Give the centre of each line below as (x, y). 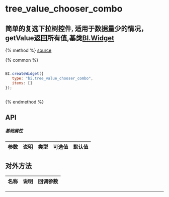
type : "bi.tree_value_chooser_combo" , (53, 78)
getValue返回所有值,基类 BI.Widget (60, 38)
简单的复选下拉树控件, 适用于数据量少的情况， (76, 28)
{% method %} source (28, 50)
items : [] (22, 83)
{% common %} (22, 60)
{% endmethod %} (25, 102)
